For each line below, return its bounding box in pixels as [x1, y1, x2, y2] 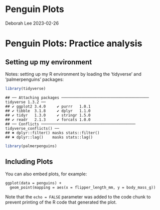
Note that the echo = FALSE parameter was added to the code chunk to [5, 193, 151, 199]
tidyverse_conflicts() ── [5, 126, 59, 131]
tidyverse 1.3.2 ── [5, 99, 46, 104]
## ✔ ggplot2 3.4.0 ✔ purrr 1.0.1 [5, 104, 91, 109]
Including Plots [5, 157, 53, 166]
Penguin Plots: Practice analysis [5, 38, 142, 49]
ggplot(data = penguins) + [5, 180, 62, 185]
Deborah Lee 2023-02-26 [5, 20, 59, 26]
